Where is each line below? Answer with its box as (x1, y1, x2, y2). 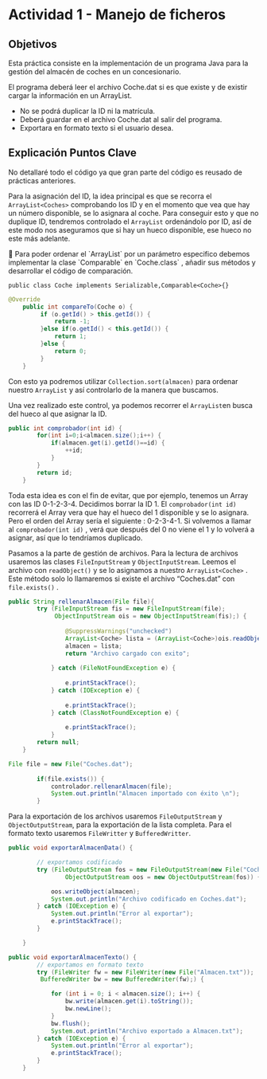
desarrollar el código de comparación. (8, 265, 133, 276)
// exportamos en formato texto (37, 960, 145, 969)
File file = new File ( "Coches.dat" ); (8, 759, 133, 768)
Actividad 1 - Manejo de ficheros (8, 6, 226, 24)
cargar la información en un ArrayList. (8, 91, 133, 100)
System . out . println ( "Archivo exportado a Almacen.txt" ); (50, 1026, 244, 1035)
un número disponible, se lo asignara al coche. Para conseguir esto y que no (8, 208, 259, 218)
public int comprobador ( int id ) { (8, 424, 123, 432)
